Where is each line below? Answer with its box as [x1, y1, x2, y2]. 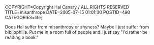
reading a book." [5, 34, 39, 40]
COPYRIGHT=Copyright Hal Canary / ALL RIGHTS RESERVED [5, 4, 129, 10]
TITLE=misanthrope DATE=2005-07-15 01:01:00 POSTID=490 [5, 9, 130, 15]
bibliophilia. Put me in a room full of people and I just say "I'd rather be [5, 29, 148, 35]
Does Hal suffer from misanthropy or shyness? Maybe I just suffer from [5, 24, 149, 30]
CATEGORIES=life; [5, 15, 43, 20]
